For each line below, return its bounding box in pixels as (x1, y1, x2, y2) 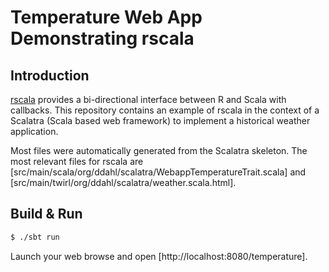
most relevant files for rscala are (10, 156, 144, 167)
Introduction (10, 67, 90, 84)
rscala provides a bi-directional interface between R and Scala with (10, 94, 287, 105)
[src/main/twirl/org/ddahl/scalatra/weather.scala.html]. (10, 177, 237, 188)
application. (10, 126, 59, 137)
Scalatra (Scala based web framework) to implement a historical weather (10, 115, 311, 126)
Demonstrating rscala (10, 27, 195, 50)
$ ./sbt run (10, 232, 60, 242)
